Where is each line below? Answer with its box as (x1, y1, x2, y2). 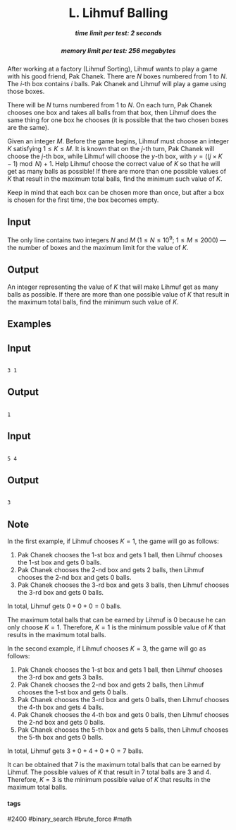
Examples (7, 318, 51, 330)
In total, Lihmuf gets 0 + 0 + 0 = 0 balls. (7, 602, 122, 610)
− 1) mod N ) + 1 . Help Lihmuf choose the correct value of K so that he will (7, 159, 221, 167)
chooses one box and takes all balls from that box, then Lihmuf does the (7, 108, 217, 117)
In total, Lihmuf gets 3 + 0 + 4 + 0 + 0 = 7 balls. (7, 747, 144, 755)
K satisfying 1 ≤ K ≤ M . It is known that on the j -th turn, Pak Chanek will (7, 144, 215, 153)
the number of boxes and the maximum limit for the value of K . (7, 244, 189, 251)
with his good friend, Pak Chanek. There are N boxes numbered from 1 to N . (7, 72, 228, 81)
